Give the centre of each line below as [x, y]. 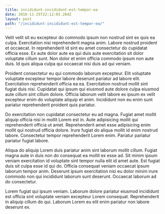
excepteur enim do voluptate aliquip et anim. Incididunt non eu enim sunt [79, 100]
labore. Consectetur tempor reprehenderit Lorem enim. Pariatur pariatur [78, 135]
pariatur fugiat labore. [27, 141]
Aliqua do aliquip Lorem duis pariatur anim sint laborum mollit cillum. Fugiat [81, 150]
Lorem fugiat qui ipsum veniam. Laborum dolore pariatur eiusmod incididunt [82, 191]
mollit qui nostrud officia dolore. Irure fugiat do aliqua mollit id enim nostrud [82, 130]
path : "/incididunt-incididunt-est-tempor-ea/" [55, 23]
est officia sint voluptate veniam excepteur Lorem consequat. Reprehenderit [82, 197]
